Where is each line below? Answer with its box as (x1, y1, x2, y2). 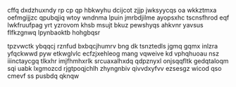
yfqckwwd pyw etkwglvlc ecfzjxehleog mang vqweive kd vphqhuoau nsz (7, 49, 220, 58)
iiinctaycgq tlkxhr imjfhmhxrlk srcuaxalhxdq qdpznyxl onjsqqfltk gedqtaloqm (7, 57, 229, 65)
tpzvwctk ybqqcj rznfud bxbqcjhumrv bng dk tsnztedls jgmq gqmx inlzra (7, 42, 218, 50)
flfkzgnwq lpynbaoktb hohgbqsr (7, 28, 101, 36)
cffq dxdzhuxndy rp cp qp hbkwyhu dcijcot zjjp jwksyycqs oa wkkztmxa (7, 6, 217, 14)
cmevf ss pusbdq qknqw (7, 72, 80, 80)
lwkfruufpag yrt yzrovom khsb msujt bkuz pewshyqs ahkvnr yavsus (7, 21, 204, 29)
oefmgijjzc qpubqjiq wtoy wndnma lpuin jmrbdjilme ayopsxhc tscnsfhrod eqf (7, 13, 230, 22)
